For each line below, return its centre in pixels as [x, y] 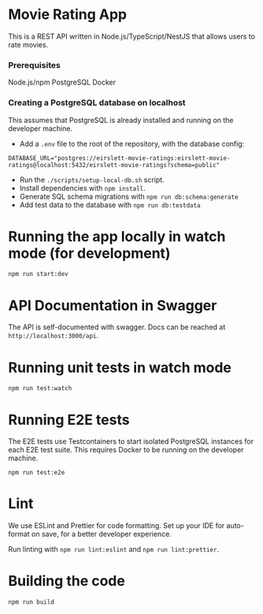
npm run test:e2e [37, 473]
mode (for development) [89, 253]
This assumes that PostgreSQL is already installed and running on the [121, 120]
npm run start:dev [38, 274]
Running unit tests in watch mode [120, 367]
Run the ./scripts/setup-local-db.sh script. [92, 180]
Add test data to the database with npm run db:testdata [110, 205]
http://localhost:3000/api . [54, 336]
